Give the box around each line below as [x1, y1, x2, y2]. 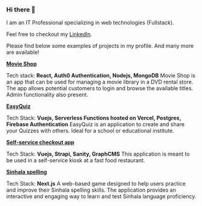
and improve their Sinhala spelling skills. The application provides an [6, 186, 176, 194]
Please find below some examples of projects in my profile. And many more [6, 42, 194, 50]
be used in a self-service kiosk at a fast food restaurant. [6, 157, 145, 164]
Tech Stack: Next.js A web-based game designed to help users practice [6, 180, 186, 187]
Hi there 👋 [6, 5, 36, 14]
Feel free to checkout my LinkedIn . [6, 31, 92, 38]
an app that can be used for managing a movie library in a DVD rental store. [6, 78, 194, 86]
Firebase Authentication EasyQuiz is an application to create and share [6, 121, 185, 128]
